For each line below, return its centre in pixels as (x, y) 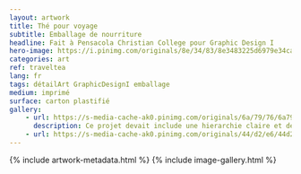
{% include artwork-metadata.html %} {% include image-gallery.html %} (143, 160)
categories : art (39, 59)
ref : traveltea (38, 68)
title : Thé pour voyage (54, 26)
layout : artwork (39, 17)
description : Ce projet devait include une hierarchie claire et (157, 126)
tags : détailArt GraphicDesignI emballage (90, 84)
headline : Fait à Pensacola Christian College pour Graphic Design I (142, 43)
